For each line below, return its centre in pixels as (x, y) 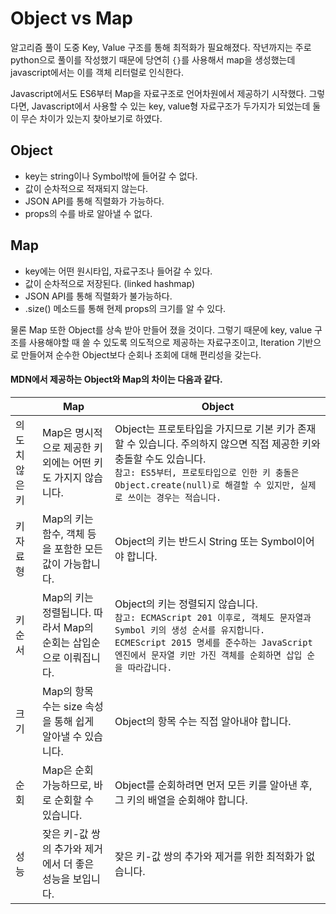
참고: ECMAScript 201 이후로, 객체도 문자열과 (213, 617)
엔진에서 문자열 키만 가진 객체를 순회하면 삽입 (208, 655)
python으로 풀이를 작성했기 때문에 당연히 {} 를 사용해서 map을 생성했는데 (153, 59)
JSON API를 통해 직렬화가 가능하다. (94, 201)
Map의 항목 (68, 691)
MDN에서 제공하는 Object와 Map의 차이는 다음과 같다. (116, 379)
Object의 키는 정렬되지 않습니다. (186, 604)
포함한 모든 (78, 549)
